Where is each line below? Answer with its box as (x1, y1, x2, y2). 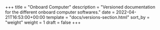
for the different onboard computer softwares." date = (5, 9, 115, 15)
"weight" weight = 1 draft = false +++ (5, 19, 81, 25)
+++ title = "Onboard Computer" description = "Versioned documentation (5, 4, 156, 10)
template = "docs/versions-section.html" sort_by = (46, 15, 150, 20)
